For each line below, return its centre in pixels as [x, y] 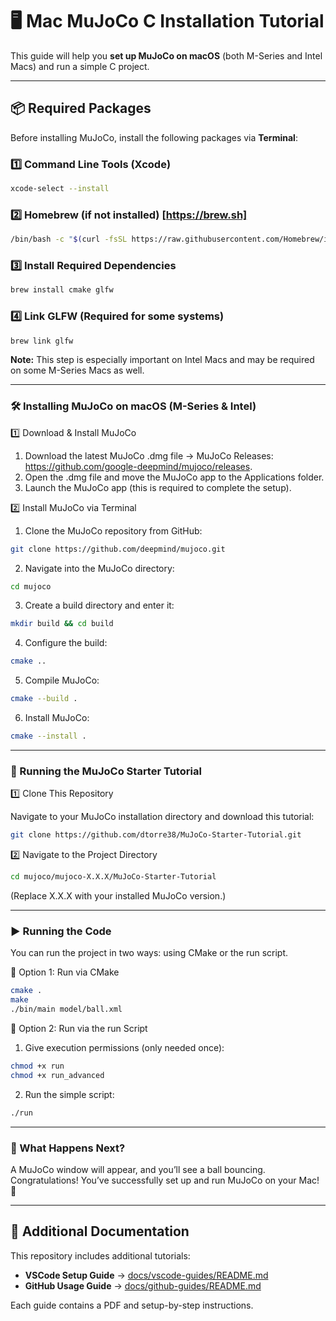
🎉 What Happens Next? [68, 1148]
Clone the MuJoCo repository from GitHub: [113, 530]
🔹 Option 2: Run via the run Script [79, 1028]
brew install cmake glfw [62, 290]
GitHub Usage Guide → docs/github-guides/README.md [143, 1285]
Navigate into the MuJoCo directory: [99, 568]
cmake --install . [48, 736]
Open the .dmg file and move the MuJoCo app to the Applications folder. [174, 477]
